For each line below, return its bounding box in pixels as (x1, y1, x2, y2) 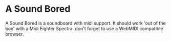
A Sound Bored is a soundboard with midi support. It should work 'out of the (5, 20, 166, 26)
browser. (5, 31, 24, 37)
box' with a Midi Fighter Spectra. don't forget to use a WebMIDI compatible (5, 25, 163, 31)
